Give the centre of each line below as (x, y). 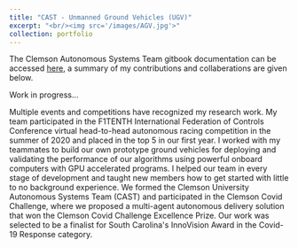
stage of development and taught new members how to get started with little (149, 178)
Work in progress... (44, 95)
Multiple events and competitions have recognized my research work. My (143, 112)
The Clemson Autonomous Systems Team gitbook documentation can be (143, 59)
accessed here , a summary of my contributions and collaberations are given (148, 68)
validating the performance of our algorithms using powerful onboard (136, 159)
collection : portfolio (51, 34)
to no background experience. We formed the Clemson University (129, 188)
